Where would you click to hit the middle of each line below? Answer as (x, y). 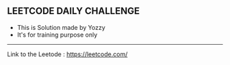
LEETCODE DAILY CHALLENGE (74, 11)
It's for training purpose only (57, 35)
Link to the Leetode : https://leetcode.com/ (67, 54)
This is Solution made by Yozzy (61, 27)
